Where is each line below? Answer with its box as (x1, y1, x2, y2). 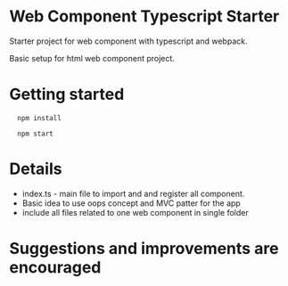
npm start (17, 129, 53, 138)
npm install (17, 113, 62, 122)
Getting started (9, 85, 125, 104)
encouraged (9, 257, 102, 277)
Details (9, 159, 62, 179)
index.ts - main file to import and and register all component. (21, 188, 245, 199)
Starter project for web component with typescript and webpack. (9, 36, 248, 46)
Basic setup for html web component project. (9, 53, 176, 63)
